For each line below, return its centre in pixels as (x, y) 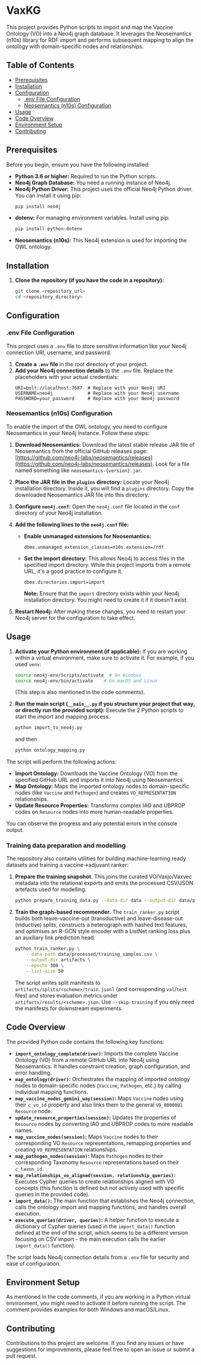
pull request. (22, 1356)
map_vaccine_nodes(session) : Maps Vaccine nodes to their (86, 1137)
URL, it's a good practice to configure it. (73, 571)
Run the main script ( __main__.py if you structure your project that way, (105, 704)
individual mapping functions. (51, 1092)
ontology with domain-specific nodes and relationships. (75, 46)
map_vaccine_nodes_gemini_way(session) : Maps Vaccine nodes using (99, 1098)
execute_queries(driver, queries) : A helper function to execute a (97, 1220)
